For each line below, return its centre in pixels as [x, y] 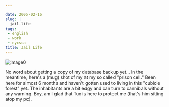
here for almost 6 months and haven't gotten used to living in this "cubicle [83, 83]
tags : [11, 29]
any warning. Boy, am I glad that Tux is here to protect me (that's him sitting [84, 93]
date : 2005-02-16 [24, 14]
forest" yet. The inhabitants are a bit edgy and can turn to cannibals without [84, 88]
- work [15, 38]
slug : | [13, 19]
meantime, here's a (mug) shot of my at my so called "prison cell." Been [81, 77]
